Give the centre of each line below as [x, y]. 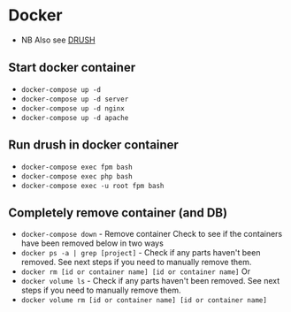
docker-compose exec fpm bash [77, 167]
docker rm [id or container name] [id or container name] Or [136, 271]
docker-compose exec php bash [77, 176]
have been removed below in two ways [92, 243]
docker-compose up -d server [75, 99]
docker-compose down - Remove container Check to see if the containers [152, 234]
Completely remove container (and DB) [118, 213]
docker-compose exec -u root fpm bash [92, 186]
